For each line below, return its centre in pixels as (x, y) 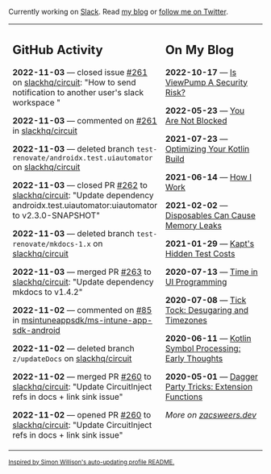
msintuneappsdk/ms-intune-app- (87, 320)
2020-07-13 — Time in (211, 272)
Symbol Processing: (203, 348)
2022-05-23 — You (204, 110)
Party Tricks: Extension (208, 386)
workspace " (37, 102)
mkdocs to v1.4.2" (48, 292)
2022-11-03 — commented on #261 (85, 120)
